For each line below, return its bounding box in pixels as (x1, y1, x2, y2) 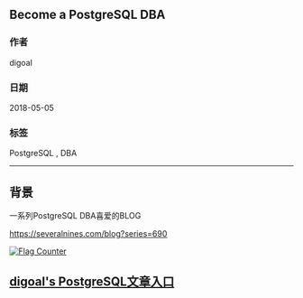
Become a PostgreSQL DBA (9, 7, 166, 23)
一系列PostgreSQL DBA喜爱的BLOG (9, 210, 142, 221)
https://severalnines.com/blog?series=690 (9, 228, 168, 239)
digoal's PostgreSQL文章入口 (9, 275, 175, 290)
